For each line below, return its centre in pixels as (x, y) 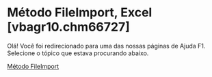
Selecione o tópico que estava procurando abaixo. (78, 53)
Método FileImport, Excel (80, 13)
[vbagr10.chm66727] (68, 27)
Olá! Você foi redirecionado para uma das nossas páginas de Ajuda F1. (106, 46)
